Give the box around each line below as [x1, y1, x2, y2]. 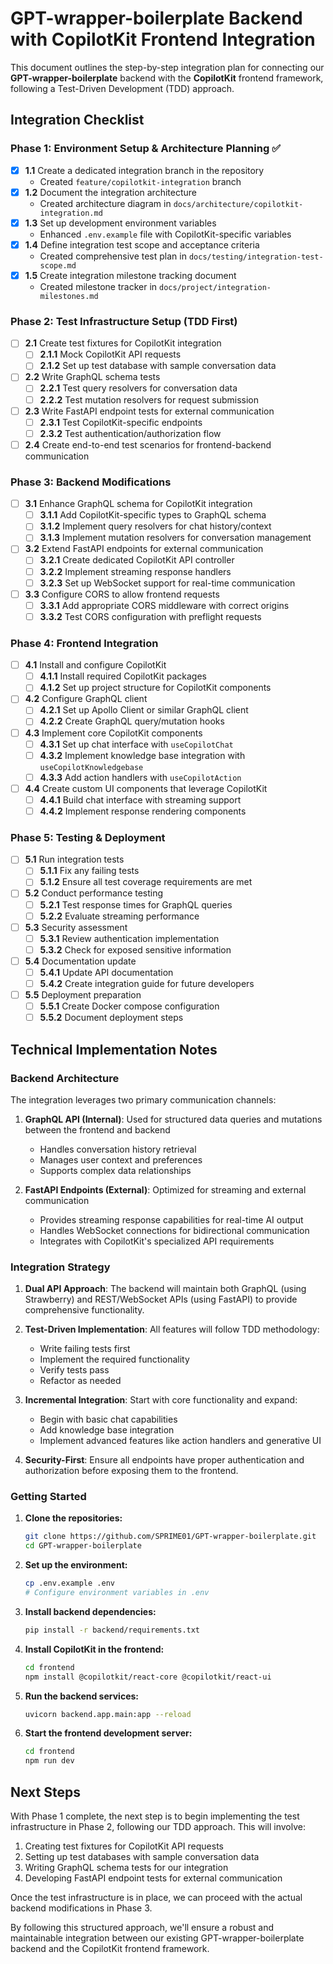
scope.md [39, 260, 77, 271]
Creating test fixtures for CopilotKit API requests [24, 1840, 224, 1852]
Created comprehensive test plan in [39, 250, 187, 262]
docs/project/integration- [159, 282, 272, 292]
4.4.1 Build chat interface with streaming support [39, 793, 242, 806]
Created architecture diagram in [39, 197, 172, 209]
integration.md [39, 208, 103, 218]
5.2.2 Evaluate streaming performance [39, 910, 200, 922]
